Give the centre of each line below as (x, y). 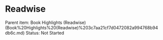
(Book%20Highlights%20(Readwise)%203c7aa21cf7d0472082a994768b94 (82, 27)
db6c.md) (15, 33)
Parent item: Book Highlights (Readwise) (46, 22)
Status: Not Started (45, 33)
